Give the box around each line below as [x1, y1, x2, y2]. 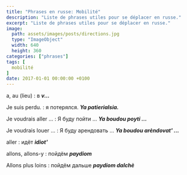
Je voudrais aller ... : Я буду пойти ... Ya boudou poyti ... [6, 115, 147, 123]
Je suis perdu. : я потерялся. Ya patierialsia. [6, 104, 119, 111]
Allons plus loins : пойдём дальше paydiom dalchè [6, 162, 135, 169]
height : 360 [11, 48, 42, 54]
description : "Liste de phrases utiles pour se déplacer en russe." [6, 14, 182, 20]
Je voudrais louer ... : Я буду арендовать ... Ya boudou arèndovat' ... [6, 127, 179, 134]
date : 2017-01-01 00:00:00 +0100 [6, 76, 90, 82]
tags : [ [6, 59, 26, 65]
